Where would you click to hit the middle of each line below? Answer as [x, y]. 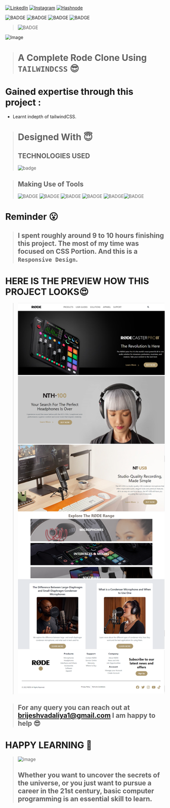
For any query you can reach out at [74, 708]
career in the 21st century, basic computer [86, 791]
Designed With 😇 [55, 137]
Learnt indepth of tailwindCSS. [45, 117]
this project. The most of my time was [78, 243]
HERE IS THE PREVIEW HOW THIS [77, 281]
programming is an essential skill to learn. [85, 799]
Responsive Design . [48, 259]
